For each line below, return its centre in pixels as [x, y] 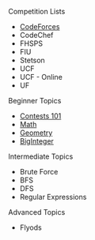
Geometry [36, 133]
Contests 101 [40, 116]
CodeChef [36, 35]
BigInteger [36, 141]
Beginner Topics [35, 101]
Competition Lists [37, 11]
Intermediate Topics [41, 156]
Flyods [30, 227]
